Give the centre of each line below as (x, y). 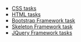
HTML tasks (26, 14)
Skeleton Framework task (42, 26)
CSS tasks (24, 8)
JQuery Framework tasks (42, 33)
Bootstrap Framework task (43, 20)
